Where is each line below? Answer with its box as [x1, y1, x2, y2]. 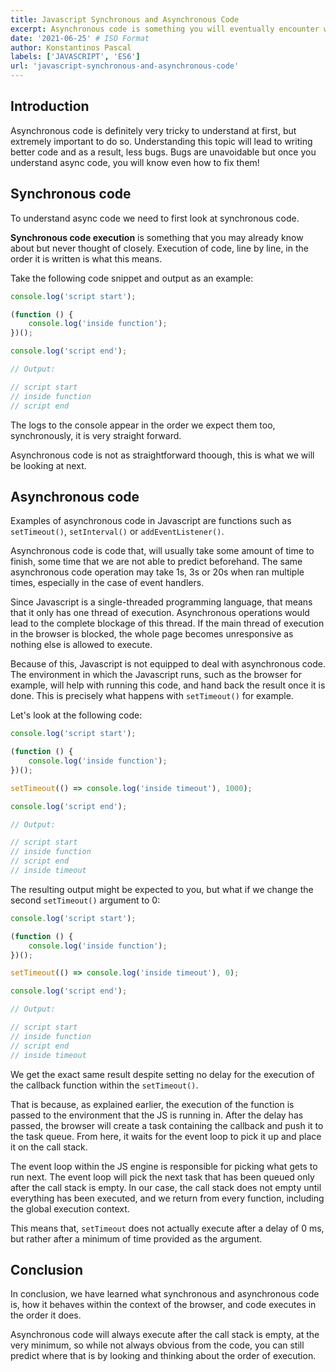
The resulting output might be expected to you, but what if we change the [10, 883, 314, 895]
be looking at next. [10, 459, 87, 471]
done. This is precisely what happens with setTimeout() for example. [10, 690, 294, 702]
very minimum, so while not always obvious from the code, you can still [10, 1339, 305, 1351]
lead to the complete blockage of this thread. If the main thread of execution [10, 617, 325, 630]
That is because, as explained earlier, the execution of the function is [10, 1098, 295, 1110]
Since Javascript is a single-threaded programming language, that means [10, 596, 313, 608]
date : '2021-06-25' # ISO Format [10, 33, 150, 43]
